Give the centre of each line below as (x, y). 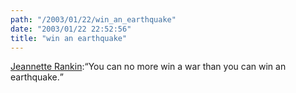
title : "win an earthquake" (69, 38)
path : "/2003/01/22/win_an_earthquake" (93, 19)
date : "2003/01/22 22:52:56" (71, 29)
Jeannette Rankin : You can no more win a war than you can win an (148, 67)
